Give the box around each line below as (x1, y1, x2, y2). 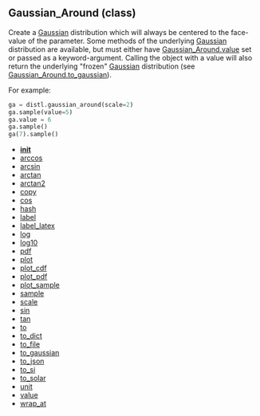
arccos (19, 153, 43, 163)
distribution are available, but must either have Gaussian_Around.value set (8, 44, 252, 54)
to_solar (19, 374, 46, 383)
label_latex (19, 221, 56, 230)
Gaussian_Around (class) (8, 6, 136, 20)
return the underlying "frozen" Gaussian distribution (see (8, 61, 195, 71)
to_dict (19, 331, 42, 341)
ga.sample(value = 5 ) (8, 108, 73, 116)
